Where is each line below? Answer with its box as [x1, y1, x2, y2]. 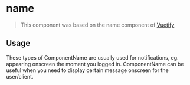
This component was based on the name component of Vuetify [20, 21, 175, 28]
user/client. [6, 73, 34, 80]
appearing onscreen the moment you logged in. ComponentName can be [6, 60, 184, 67]
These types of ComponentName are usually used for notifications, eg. [6, 54, 179, 61]
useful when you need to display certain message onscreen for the [6, 67, 169, 74]
